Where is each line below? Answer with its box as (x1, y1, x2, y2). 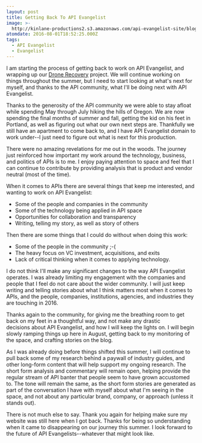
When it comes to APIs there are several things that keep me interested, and (6, 182, 195, 189)
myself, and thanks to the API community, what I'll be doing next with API (6, 84, 188, 91)
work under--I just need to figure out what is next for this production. (6, 133, 177, 141)
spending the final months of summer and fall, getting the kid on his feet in (6, 114, 191, 121)
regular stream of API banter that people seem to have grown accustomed (6, 373, 190, 380)
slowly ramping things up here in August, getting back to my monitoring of (6, 330, 191, 337)
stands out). (6, 399, 36, 406)
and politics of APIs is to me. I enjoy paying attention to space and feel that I (6, 157, 194, 165)
